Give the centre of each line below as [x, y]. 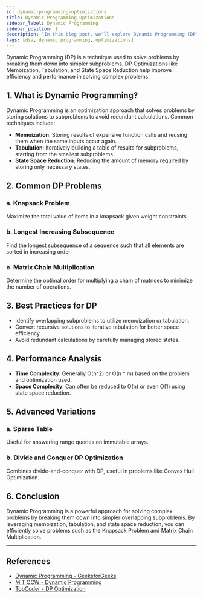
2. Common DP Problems [54, 186]
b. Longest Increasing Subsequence [60, 232]
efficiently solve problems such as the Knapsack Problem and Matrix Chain [100, 530]
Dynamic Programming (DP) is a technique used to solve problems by [93, 57]
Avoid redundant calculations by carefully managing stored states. [97, 340]
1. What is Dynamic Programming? [72, 95]
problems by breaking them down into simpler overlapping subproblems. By [101, 517]
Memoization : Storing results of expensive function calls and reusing [101, 134]
